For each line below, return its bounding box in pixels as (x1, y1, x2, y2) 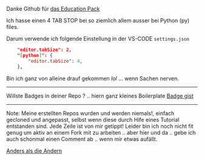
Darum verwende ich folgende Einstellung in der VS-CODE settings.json (6, 35, 190, 42)
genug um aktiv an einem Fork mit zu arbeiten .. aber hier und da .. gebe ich (6, 128, 196, 136)
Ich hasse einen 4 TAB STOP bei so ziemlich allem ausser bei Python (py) (6, 17, 190, 24)
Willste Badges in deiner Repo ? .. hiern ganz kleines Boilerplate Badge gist (6, 92, 194, 99)
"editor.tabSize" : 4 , (28, 58, 83, 64)
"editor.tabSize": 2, (17, 47, 72, 53)
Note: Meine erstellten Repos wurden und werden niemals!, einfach (6, 109, 175, 117)
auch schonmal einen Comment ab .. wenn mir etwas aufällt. (6, 135, 158, 142)
